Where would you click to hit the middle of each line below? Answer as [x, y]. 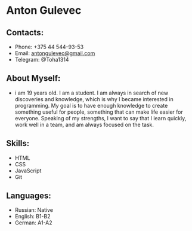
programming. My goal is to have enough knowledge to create [91, 105]
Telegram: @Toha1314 [42, 60]
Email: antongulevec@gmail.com [55, 53]
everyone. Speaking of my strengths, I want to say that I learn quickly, [100, 118]
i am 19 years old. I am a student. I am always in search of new [92, 93]
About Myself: [33, 78]
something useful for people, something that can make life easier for [99, 112]
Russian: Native [34, 210]
